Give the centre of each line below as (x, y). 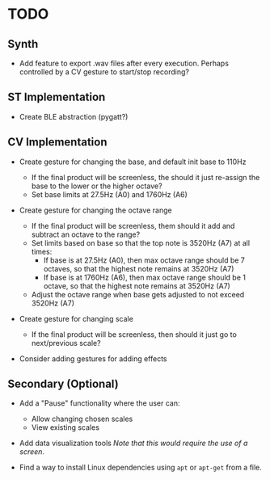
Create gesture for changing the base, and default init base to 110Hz (133, 162)
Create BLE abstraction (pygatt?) (74, 116)
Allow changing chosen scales (82, 419)
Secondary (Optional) (63, 384)
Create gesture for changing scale (76, 318)
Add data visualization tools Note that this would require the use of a (133, 443)
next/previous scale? (66, 343)
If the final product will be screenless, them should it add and (133, 225)
